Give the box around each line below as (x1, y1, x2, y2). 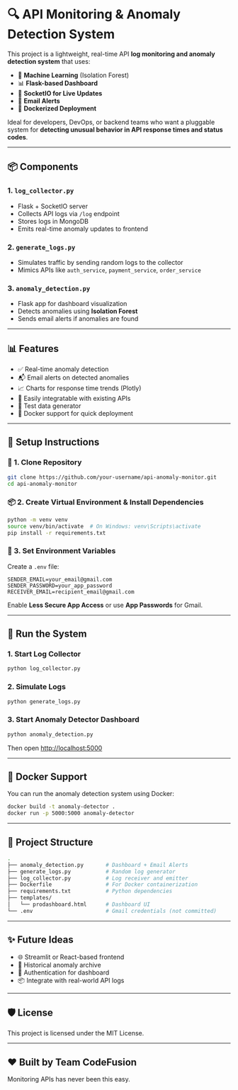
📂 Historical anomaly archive (17, 960, 101, 969)
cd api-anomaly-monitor (7, 480, 78, 487)
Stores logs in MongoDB (17, 217, 89, 225)
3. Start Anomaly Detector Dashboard (7, 715, 140, 725)
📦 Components (7, 161, 79, 173)
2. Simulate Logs (7, 682, 66, 692)
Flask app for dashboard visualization (17, 300, 127, 308)
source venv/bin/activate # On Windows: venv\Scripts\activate (7, 523, 201, 530)
